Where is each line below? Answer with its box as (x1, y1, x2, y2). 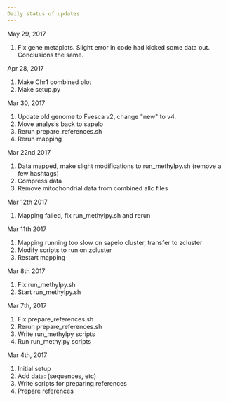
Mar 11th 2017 (7, 225, 47, 233)
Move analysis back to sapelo (17, 120, 104, 128)
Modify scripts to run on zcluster (17, 246, 112, 254)
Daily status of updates (7, 10, 80, 18)
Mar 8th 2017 (7, 267, 46, 275)
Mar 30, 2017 (7, 99, 46, 107)
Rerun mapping (17, 134, 62, 143)
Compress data (17, 176, 62, 185)
